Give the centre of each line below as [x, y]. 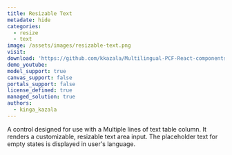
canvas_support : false [40, 77]
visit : [17, 52]
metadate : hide [29, 20]
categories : [24, 26]
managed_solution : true [41, 97]
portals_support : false [41, 84]
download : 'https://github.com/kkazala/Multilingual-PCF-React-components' [118, 59]
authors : [20, 103]
